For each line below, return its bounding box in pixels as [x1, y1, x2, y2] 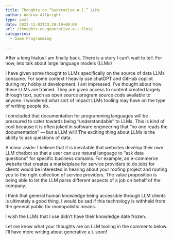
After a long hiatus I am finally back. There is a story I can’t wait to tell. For [5, 54, 163, 61]
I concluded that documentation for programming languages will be [5, 112, 148, 118]
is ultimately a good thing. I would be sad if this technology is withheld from [5, 198, 166, 204]
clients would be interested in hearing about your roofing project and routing [5, 166, 167, 172]
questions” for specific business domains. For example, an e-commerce [5, 155, 158, 162]
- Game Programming [10, 36, 52, 42]
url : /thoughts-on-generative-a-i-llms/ [5, 27, 94, 32]
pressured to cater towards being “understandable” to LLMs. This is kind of [5, 118, 165, 124]
